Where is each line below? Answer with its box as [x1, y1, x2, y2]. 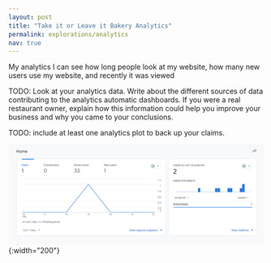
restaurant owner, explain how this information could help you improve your [8, 104, 261, 114]
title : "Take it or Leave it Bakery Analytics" [8, 21, 173, 30]
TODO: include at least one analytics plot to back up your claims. [8, 128, 225, 138]
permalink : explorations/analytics [8, 30, 129, 38]
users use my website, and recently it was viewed [8, 71, 175, 80]
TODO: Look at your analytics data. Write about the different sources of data [8, 86, 264, 97]
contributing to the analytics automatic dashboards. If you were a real [8, 95, 241, 105]
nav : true [8, 39, 42, 47]
